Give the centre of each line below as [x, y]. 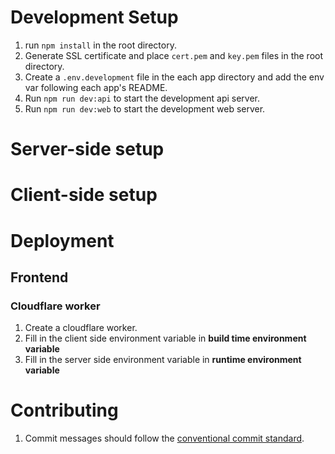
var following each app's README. [96, 87]
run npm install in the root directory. [100, 45]
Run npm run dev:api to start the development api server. [142, 98]
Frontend [39, 277]
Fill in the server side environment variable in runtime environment [163, 360]
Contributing [64, 410]
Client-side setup [84, 195]
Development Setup [94, 17]
